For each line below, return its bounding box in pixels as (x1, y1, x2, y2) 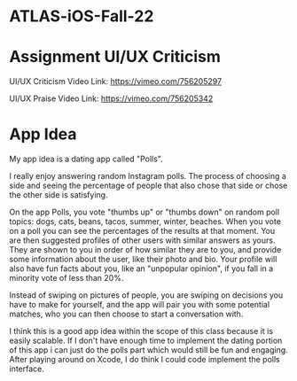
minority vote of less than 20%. (9, 273, 124, 284)
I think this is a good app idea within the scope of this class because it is (9, 326, 273, 337)
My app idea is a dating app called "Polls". (9, 153, 163, 165)
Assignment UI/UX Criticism (9, 47, 222, 67)
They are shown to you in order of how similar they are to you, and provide (9, 245, 282, 255)
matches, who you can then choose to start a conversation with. (9, 308, 244, 320)
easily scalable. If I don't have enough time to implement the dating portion (9, 335, 283, 346)
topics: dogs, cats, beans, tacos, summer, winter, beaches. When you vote (9, 216, 282, 227)
